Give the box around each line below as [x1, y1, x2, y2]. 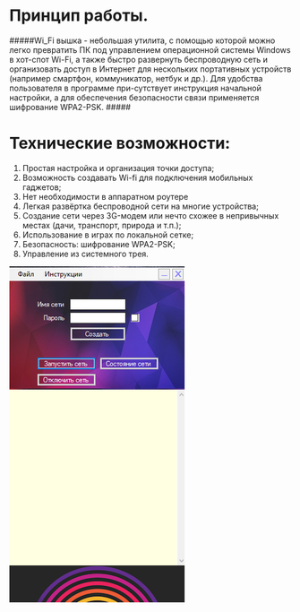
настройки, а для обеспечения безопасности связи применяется [9, 91, 260, 103]
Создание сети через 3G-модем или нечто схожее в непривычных [21, 210, 279, 220]
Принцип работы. [9, 5, 149, 26]
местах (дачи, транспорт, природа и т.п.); [21, 220, 182, 230]
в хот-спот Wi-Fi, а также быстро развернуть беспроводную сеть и [9, 54, 269, 65]
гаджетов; [21, 181, 62, 193]
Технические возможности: [9, 134, 231, 153]
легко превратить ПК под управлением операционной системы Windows [9, 44, 291, 55]
